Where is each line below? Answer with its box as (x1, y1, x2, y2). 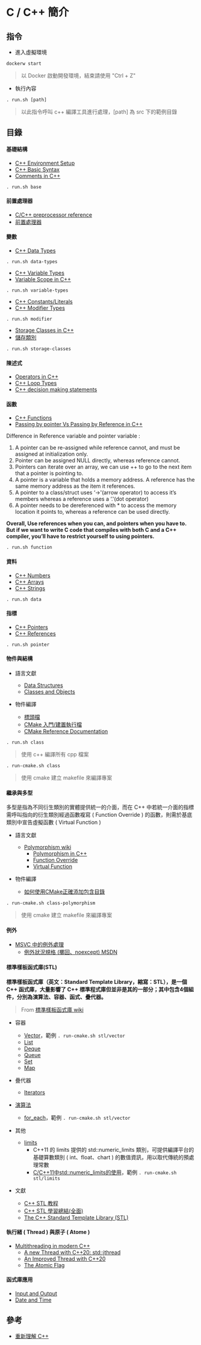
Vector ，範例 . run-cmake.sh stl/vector (23, 1032, 125, 1039)
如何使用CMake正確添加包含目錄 (23, 888, 105, 895)
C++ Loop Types (14, 380, 57, 387)
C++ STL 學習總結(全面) (23, 1207, 84, 1214)
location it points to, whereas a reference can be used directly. (14, 508, 170, 516)
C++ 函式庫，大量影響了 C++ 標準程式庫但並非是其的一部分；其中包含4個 (6, 985, 189, 993)
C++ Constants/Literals (14, 298, 73, 305)
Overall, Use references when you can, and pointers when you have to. (6, 520, 187, 527)
